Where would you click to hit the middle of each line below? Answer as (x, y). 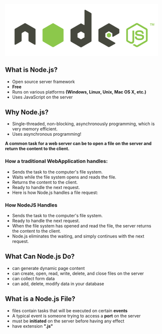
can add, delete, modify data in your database (58, 284)
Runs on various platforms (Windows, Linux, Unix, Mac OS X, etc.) (79, 92)
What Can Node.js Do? (40, 257)
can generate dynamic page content (48, 268)
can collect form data (33, 278)
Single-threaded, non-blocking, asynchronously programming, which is (83, 124)
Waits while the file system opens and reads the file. (64, 177)
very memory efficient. (35, 129)
